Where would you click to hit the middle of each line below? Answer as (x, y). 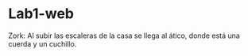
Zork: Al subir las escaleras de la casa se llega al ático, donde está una (124, 35)
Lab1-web (41, 14)
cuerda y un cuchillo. (43, 43)
